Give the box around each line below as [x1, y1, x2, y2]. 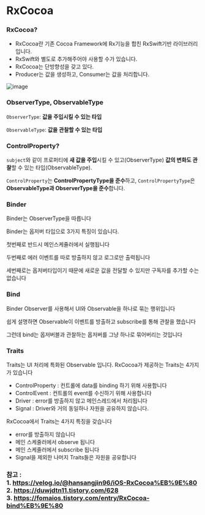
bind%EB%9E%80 [6, 501, 64, 509]
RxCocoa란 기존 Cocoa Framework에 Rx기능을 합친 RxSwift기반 [15, 40, 173, 48]
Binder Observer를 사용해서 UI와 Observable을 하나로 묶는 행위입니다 [6, 305, 176, 312]
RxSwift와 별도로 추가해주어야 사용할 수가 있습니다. [15, 56, 138, 63]
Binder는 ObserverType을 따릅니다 [6, 215, 92, 222]
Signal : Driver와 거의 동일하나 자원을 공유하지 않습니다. [15, 404, 149, 412]
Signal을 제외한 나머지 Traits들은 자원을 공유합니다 [15, 453, 136, 461]
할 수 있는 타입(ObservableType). [11, 164, 93, 171]
